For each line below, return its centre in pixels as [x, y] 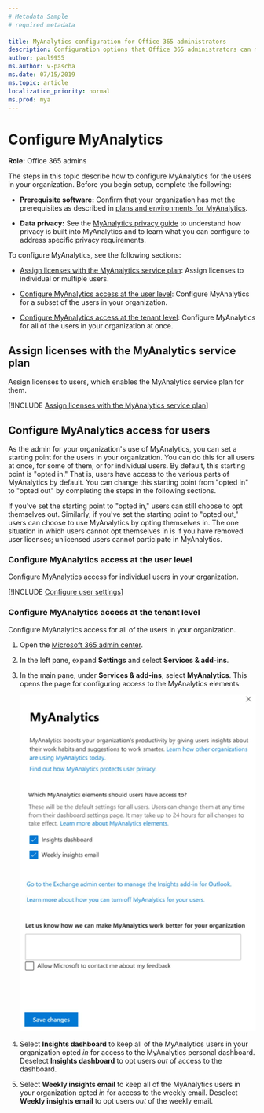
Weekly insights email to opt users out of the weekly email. [116, 1100]
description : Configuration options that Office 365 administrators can [130, 50]
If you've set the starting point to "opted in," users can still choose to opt [126, 506]
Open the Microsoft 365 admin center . [81, 645]
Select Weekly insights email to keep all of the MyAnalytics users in [130, 1084]
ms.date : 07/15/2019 [42, 75]
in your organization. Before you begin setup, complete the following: [120, 185]
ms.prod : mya [29, 99]
